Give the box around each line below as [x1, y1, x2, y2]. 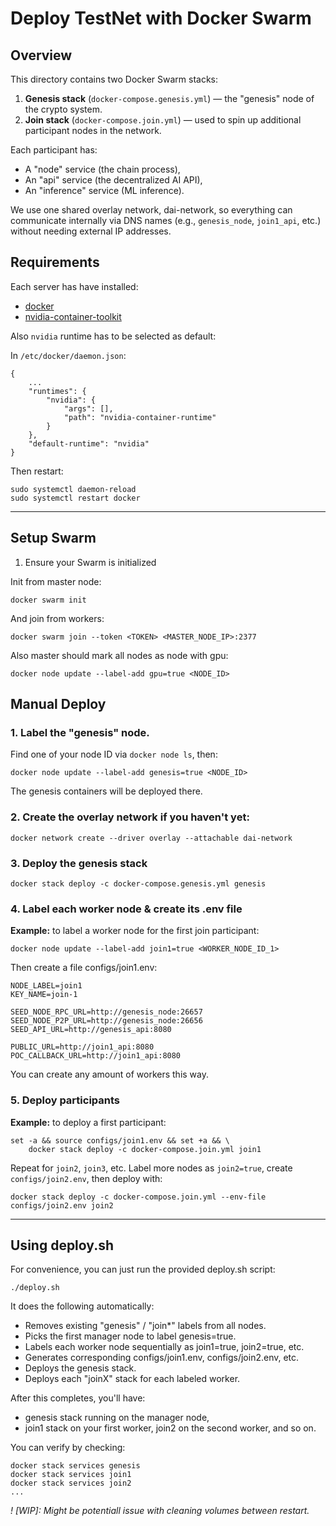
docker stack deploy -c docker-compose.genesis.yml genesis [10, 878, 267, 889]
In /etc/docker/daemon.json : [10, 349, 127, 361]
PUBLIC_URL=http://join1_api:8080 [10, 1042, 155, 1052]
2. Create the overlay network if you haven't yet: [10, 810, 250, 824]
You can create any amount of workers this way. [10, 1068, 210, 1081]
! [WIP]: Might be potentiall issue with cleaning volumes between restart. [10, 1505, 310, 1517]
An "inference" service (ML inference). [24, 185, 185, 196]
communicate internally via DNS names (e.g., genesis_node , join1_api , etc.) [10, 215, 322, 226]
